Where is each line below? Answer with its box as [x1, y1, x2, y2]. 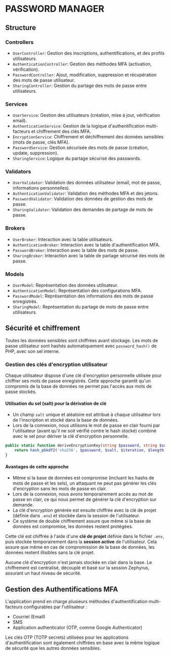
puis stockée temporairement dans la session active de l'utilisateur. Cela [5, 539, 157, 545]
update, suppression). [12, 150, 59, 156]
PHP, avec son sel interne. [5, 348, 60, 354]
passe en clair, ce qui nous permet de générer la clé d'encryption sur [12, 496, 157, 502]
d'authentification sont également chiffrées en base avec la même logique [5, 640, 160, 646]
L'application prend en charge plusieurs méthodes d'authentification [5, 599, 148, 605]
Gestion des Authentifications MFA [5, 585, 118, 593]
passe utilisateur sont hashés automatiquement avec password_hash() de [5, 343, 157, 349]
